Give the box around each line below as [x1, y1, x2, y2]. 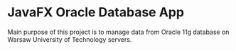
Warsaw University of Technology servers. [7, 35, 132, 43]
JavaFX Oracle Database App [7, 4, 185, 21]
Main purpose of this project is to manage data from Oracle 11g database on [7, 28, 230, 36]
